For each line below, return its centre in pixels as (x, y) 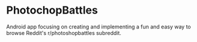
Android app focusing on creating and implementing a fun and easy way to (98, 27)
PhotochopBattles (52, 10)
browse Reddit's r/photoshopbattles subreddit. (64, 33)
